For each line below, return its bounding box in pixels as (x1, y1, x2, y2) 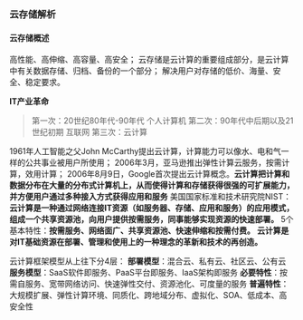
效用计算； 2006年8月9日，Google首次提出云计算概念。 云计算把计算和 (24, 169, 290, 179)
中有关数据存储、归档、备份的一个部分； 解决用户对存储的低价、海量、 (9, 65, 273, 76)
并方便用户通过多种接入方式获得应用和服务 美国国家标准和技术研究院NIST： (9, 191, 292, 202)
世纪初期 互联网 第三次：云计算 (31, 127, 147, 138)
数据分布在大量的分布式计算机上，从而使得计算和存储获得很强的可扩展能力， (9, 179, 295, 191)
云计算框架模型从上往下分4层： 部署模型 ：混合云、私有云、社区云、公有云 (9, 256, 287, 267)
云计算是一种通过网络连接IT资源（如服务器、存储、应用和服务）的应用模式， (9, 202, 295, 214)
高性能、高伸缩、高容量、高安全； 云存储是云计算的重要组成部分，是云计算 (9, 54, 289, 65)
